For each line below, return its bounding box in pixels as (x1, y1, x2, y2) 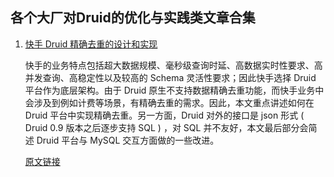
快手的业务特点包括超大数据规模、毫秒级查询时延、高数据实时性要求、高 (24, 59, 323, 71)
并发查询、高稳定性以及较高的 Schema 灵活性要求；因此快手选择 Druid (24, 71, 317, 83)
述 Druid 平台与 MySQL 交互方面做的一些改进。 (24, 134, 220, 146)
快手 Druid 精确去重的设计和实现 (24, 38, 158, 50)
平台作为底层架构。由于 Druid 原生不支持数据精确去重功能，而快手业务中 (24, 84, 325, 96)
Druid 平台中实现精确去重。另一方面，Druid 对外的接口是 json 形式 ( (24, 109, 305, 121)
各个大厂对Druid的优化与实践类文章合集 (10, 9, 256, 27)
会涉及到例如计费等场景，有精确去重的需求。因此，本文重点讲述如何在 (24, 96, 315, 108)
